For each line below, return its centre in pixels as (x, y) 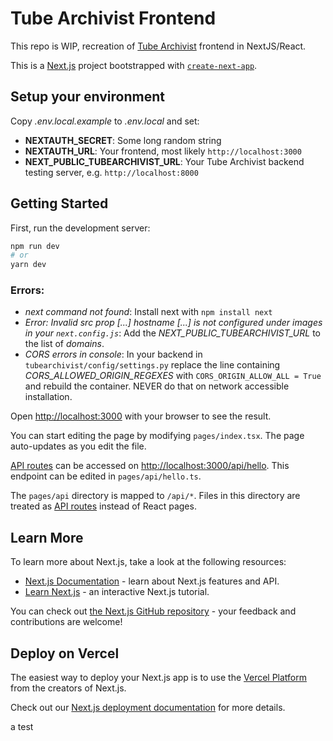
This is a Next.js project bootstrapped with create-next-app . (134, 65)
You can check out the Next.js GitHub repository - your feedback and (153, 611)
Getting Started (59, 203)
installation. (48, 397)
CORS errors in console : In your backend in (113, 354)
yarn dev (28, 265)
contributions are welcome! (66, 622)
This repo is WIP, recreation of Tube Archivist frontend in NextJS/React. (158, 46)
